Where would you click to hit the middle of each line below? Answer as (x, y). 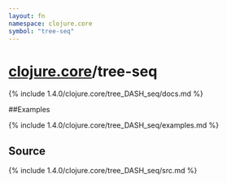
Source (27, 151)
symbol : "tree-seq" (41, 31)
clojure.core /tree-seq (83, 71)
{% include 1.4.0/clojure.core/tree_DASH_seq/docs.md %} (106, 94)
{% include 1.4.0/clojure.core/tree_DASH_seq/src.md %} (103, 171)
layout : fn (27, 16)
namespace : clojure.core (50, 24)
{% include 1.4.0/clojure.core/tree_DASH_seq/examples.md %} (114, 125)
